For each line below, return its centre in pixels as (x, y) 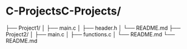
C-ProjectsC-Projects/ (63, 11)
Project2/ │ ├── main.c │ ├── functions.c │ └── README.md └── (90, 34)
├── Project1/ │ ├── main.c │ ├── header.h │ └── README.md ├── (93, 28)
